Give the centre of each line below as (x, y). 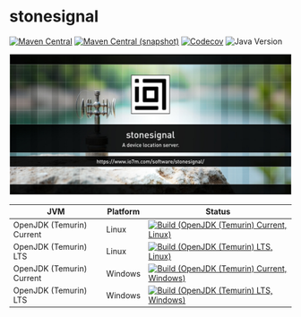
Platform (124, 211)
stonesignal (54, 17)
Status (218, 211)
